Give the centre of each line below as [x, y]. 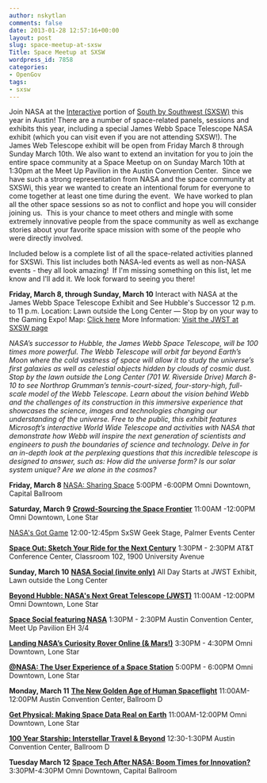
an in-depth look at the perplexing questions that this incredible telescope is [133, 453]
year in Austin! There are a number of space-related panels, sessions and [129, 121]
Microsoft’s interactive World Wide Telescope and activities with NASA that [132, 428]
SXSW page [29, 328]
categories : [29, 67]
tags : [18, 82]
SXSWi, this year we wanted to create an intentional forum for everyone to [130, 188]
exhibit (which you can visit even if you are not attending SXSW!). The [123, 137]
